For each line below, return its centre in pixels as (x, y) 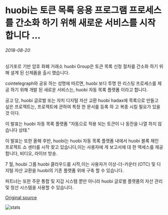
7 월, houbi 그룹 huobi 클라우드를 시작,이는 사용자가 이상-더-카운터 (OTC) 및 (80, 164)
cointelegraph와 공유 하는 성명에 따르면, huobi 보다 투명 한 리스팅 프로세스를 (81, 83)
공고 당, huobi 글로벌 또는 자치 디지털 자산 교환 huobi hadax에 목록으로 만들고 (82, 100)
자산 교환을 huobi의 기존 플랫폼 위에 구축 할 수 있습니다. (69, 171)
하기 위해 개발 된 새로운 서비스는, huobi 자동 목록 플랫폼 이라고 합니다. (79, 90)
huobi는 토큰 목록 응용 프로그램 (66, 10)
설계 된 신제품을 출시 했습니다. (40, 73)
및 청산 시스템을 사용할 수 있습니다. (39, 188)
